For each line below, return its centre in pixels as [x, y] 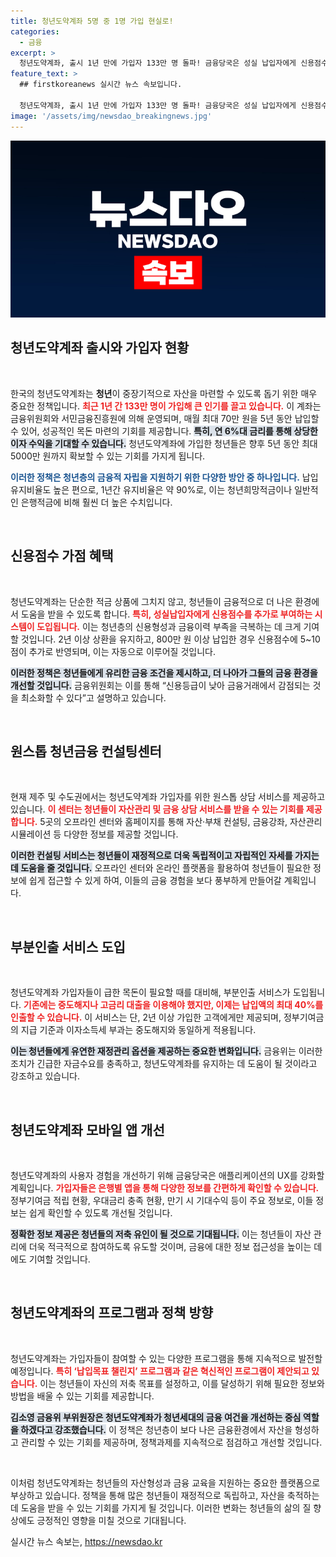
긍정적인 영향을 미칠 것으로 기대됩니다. [111, 1520]
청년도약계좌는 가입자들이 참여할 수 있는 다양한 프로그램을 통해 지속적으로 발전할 [166, 1358]
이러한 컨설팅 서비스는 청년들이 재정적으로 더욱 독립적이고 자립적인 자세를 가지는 [165, 856]
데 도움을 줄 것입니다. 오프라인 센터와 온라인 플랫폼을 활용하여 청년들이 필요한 [161, 868]
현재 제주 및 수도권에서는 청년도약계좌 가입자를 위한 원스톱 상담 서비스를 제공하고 [168, 797]
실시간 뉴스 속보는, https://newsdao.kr [86, 1541]
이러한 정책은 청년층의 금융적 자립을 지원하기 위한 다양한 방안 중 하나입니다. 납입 [164, 477]
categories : [35, 31]
